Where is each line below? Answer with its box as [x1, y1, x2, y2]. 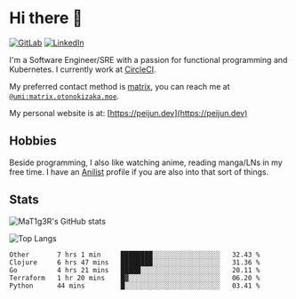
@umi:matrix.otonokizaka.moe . [9, 90, 120, 101]
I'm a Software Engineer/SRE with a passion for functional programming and [9, 54, 288, 65]
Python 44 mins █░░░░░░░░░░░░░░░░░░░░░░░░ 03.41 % [9, 281, 260, 290]
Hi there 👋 [9, 8, 83, 28]
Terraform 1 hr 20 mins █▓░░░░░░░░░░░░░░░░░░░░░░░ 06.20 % [9, 273, 260, 282]
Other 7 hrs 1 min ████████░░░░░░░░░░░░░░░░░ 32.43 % [9, 250, 260, 259]
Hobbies [9, 133, 58, 149]
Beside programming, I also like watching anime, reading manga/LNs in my [9, 157, 283, 168]
